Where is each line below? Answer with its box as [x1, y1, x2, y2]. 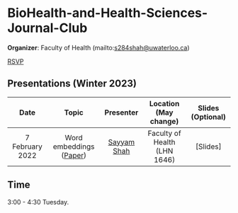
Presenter [104, 108, 139, 117]
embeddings [52, 142, 95, 151]
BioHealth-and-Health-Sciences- [7, 5, 208, 21]
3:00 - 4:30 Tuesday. [7, 197, 69, 206]
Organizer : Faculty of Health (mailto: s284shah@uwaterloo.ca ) [7, 43, 190, 52]
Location [149, 98, 180, 108]
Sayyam [108, 137, 135, 146]
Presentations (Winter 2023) [7, 78, 137, 90]
